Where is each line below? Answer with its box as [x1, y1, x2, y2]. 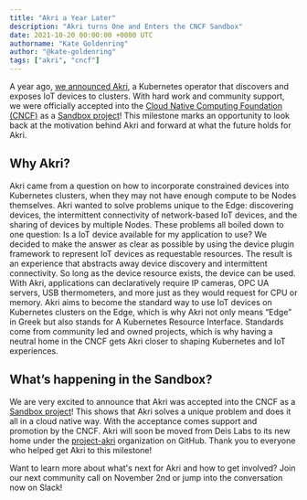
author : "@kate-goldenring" [9, 48, 117, 57]
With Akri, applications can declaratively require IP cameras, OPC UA [9, 277, 270, 288]
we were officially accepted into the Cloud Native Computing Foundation [9, 101, 283, 111]
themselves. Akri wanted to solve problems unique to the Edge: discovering [9, 199, 294, 210]
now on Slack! [9, 482, 63, 493]
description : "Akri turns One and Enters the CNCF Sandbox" [9, 22, 244, 31]
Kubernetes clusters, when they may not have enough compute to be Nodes [9, 189, 297, 201]
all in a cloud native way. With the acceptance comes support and [9, 415, 258, 426]
